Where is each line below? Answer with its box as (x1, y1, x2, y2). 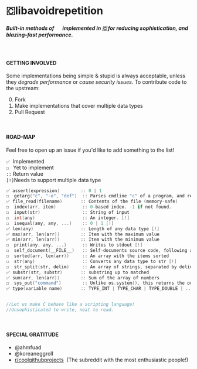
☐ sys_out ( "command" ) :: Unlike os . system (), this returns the (6, 280, 185, 286)
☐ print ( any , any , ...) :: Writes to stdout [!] (6, 242, 143, 248)
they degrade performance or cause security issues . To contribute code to (6, 78, 187, 86)
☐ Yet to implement (6, 164, 54, 171)
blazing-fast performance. (6, 31, 73, 38)
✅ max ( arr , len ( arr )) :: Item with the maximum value (6, 231, 160, 237)
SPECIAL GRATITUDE (6, 331, 59, 338)
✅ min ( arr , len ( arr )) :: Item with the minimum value (6, 237, 160, 242)
